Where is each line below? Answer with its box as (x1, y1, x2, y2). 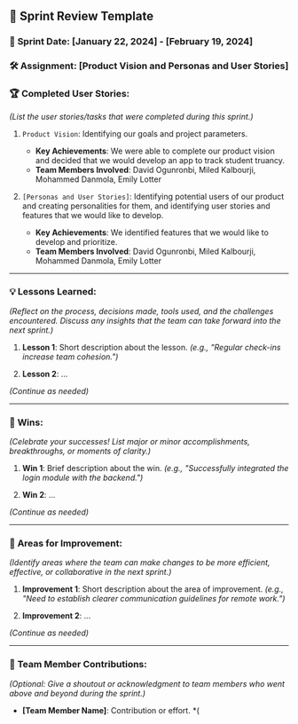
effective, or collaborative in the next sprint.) (9, 567, 172, 578)
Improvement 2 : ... (21, 610, 91, 621)
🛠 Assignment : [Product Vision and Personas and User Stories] (9, 59, 289, 72)
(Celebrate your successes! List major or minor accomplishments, (9, 437, 250, 447)
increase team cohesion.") (21, 351, 119, 362)
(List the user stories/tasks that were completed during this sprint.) (9, 111, 255, 122)
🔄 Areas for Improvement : (9, 538, 122, 550)
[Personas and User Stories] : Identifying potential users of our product (21, 191, 285, 201)
